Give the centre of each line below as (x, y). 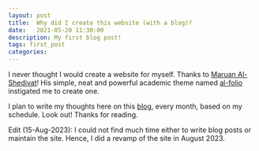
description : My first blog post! (65, 37)
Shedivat (23, 83)
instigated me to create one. (54, 91)
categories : (28, 52)
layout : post (30, 15)
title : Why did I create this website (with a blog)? (100, 23)
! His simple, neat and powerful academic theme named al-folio (140, 83)
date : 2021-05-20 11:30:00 (56, 30)
